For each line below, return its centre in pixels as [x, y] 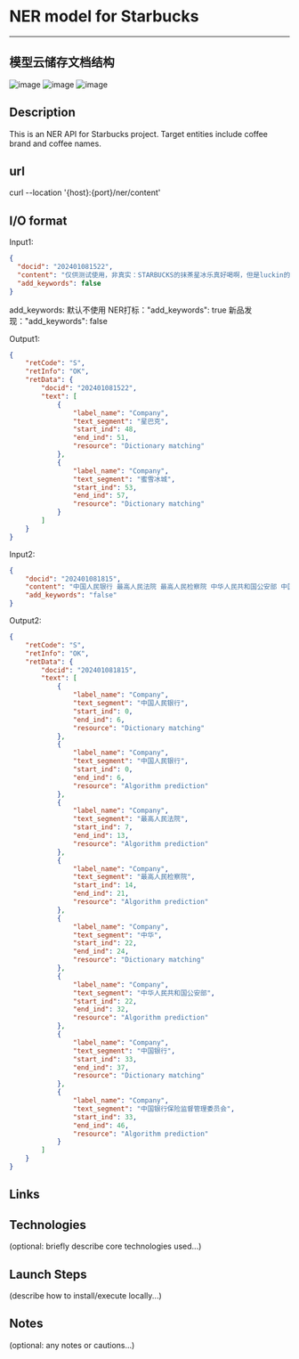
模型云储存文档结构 [62, 63]
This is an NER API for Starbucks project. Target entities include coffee [139, 134]
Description [42, 113]
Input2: [22, 554]
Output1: [24, 338]
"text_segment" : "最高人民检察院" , [134, 877]
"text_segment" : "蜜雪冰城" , [124, 479]
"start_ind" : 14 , [105, 885]
